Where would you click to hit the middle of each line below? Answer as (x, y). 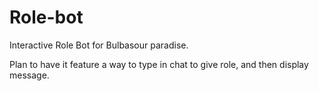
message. (29, 75)
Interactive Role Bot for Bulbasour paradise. (99, 45)
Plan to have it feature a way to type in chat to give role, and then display (159, 64)
